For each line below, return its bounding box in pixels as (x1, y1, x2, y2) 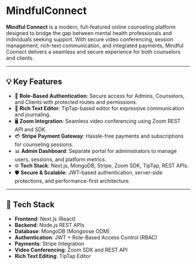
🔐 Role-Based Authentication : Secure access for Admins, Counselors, (14, 92, 185, 99)
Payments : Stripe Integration (14, 240, 85, 247)
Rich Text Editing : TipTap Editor (14, 252, 92, 259)
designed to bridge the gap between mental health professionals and (6, 29, 172, 36)
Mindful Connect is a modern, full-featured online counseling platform (6, 23, 176, 30)
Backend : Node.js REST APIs (14, 221, 85, 228)
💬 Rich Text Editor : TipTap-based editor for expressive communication (14, 104, 185, 111)
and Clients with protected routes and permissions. (14, 98, 138, 106)
